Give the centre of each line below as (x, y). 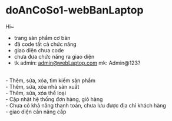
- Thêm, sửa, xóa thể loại (36, 93)
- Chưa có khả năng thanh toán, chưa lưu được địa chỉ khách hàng (86, 105)
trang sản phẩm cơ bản (42, 38)
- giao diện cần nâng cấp (36, 112)
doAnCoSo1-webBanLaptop (75, 10)
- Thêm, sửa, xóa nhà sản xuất (42, 86)
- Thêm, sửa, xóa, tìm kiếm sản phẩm (50, 80)
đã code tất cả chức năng (45, 44)
